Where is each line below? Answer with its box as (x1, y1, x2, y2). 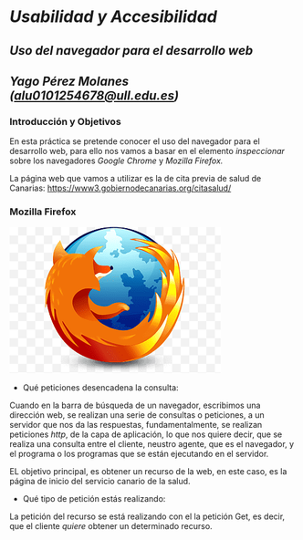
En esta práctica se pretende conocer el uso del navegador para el (9, 136, 260, 147)
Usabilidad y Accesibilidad (9, 6, 217, 27)
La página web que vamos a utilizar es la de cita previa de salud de (9, 173, 262, 184)
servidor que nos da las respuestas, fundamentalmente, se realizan (9, 419, 263, 430)
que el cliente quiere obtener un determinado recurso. (9, 520, 213, 531)
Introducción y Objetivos (9, 115, 121, 128)
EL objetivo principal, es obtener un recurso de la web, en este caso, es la (9, 465, 287, 476)
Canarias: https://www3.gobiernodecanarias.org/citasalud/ (9, 182, 232, 193)
